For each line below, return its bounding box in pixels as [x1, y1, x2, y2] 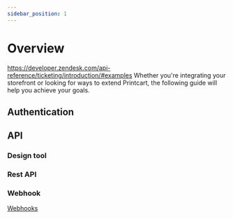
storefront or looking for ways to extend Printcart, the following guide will [7, 78, 218, 87]
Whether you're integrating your [133, 71, 226, 79]
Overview [7, 40, 65, 56]
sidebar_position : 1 [7, 10, 68, 17]
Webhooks [7, 204, 38, 213]
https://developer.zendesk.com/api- [7, 64, 111, 72]
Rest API [7, 169, 37, 179]
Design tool [7, 151, 47, 161]
